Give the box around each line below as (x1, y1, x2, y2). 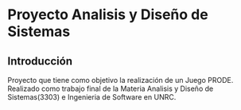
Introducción (7, 54, 73, 68)
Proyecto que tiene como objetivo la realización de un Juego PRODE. (7, 76, 234, 84)
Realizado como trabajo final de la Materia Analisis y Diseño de (7, 84, 214, 93)
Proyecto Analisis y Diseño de (7, 6, 208, 24)
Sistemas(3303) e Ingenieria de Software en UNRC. (7, 92, 177, 101)
